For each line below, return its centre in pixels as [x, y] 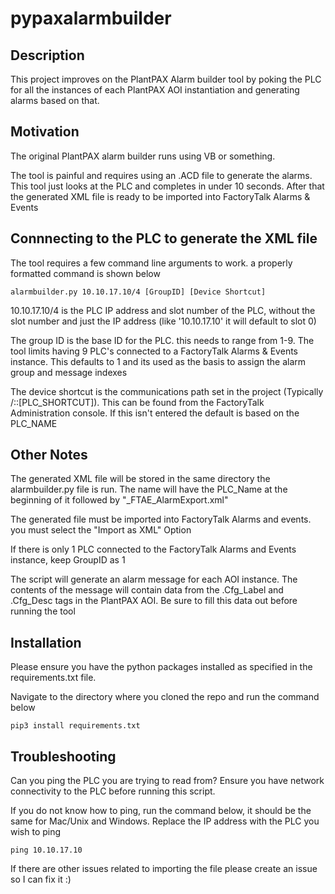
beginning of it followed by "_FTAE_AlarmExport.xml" [119, 500]
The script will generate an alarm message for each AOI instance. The [154, 579]
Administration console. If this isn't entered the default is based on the [155, 413]
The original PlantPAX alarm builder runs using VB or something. [143, 156]
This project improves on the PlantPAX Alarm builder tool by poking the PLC [166, 79]
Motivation [45, 132]
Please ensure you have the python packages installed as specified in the [161, 667]
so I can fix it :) [41, 879]
